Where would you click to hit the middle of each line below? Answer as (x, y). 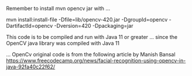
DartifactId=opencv (30, 26)
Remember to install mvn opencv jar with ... (58, 8)
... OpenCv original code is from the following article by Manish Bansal (91, 54)
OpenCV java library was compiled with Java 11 (63, 43)
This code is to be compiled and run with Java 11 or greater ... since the (92, 37)
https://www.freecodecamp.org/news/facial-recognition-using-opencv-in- (96, 61)
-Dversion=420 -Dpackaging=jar (94, 26)
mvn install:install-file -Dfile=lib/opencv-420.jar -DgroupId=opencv (87, 19)
